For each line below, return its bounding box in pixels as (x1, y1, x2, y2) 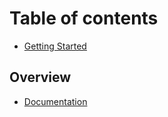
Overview (9, 69, 72, 86)
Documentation (23, 95, 88, 107)
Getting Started (23, 40, 87, 52)
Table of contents (9, 7, 159, 30)
